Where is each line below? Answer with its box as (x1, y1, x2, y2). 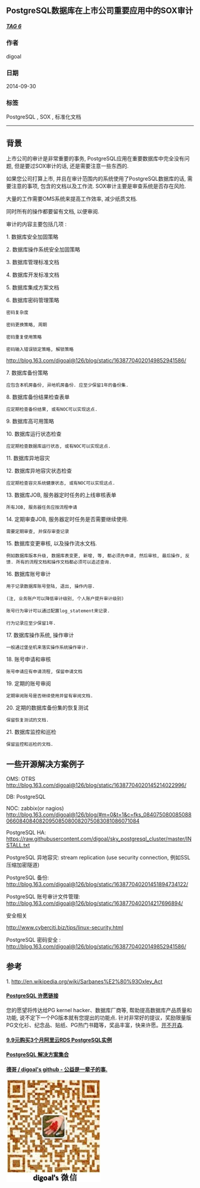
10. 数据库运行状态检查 (6, 430, 62, 438)
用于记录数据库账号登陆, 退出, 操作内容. (6, 584, 95, 590)
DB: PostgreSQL (6, 793, 46, 800)
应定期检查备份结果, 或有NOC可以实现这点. (6, 407, 98, 412)
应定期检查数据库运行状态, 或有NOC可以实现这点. (6, 443, 111, 449)
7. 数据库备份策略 (6, 369, 49, 377)
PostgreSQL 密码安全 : (6, 936, 61, 943)
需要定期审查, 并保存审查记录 (6, 529, 70, 535)
